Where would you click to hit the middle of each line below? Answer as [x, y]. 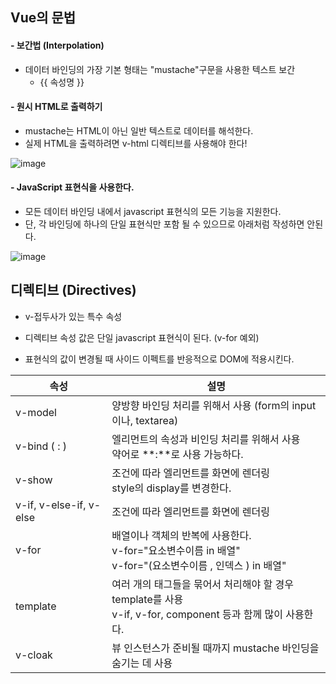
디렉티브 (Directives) [73, 290]
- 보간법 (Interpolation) [57, 45]
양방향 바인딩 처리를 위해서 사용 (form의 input [214, 405]
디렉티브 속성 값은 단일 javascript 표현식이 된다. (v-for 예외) [142, 337]
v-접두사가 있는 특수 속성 [73, 316]
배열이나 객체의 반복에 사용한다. [181, 535]
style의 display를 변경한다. [171, 488]
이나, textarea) [145, 420]
